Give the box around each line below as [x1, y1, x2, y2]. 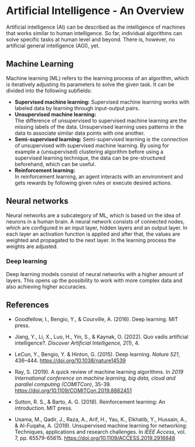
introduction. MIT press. [14, 404, 73, 411]
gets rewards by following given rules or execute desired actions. [14, 179, 172, 186]
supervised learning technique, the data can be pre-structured [14, 154, 166, 161]
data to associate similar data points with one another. [14, 129, 145, 136]
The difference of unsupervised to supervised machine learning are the [14, 117, 187, 124]
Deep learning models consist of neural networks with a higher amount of [6, 270, 184, 277]
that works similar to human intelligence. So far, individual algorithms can [6, 29, 183, 36]
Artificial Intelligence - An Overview [6, 4, 184, 18]
